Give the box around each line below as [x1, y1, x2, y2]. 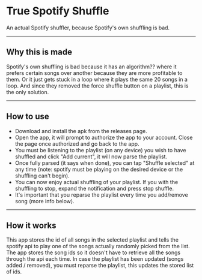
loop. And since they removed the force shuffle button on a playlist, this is [6, 82, 189, 89]
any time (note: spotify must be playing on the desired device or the [14, 165, 183, 173]
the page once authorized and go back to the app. [14, 140, 139, 147]
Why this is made [6, 47, 72, 58]
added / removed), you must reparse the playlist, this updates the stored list [6, 262, 194, 269]
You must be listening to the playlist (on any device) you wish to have [14, 146, 186, 153]
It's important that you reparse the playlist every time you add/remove [14, 191, 188, 198]
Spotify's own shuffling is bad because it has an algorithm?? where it [6, 63, 177, 70]
